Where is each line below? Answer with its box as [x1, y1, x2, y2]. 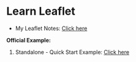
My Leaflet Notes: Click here [15, 25, 88, 32]
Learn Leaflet [6, 4, 75, 18]
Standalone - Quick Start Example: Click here [15, 48, 130, 56]
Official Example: [6, 36, 51, 44]
